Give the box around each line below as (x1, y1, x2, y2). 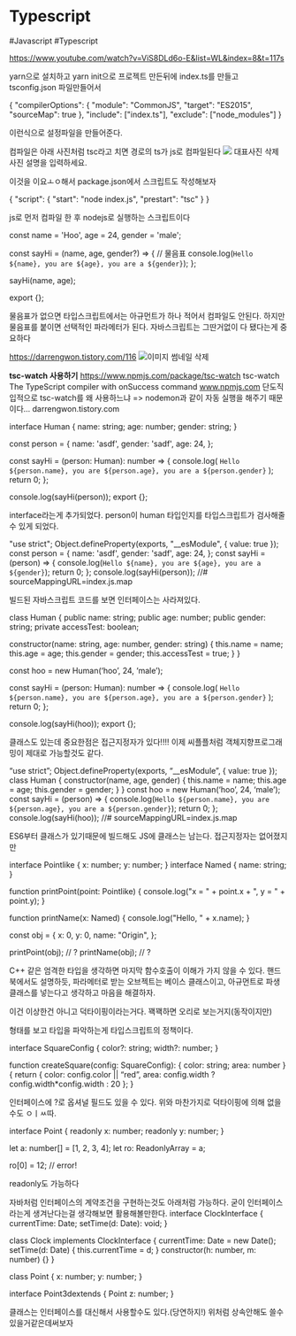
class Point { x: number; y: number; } (9, 1270, 143, 1281)
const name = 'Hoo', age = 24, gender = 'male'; (9, 229, 182, 240)
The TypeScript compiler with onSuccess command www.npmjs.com (9, 381, 261, 391)
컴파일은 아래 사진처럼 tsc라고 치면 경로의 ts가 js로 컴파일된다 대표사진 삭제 (9, 146, 280, 157)
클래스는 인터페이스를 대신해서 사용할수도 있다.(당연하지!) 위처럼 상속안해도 (9, 1306, 268, 1317)
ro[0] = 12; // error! (9, 1160, 78, 1170)
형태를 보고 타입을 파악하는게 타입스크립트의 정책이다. (9, 1024, 194, 1035)
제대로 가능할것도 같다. (25, 747, 104, 758)
